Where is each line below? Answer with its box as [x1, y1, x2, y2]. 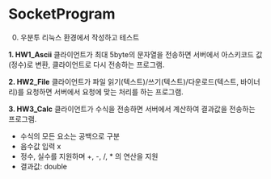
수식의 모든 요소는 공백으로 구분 [19, 131, 120, 141]
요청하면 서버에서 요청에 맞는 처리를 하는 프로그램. [25, 86, 184, 97]
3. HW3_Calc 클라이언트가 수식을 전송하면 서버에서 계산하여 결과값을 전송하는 [8, 104, 256, 114]
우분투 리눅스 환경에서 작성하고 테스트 [19, 32, 140, 42]
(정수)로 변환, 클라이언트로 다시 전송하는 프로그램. [8, 60, 165, 69]
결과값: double [19, 161, 67, 171]
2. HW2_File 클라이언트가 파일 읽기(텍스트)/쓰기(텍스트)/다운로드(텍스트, [8, 77, 239, 86]
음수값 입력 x [19, 141, 61, 151]
